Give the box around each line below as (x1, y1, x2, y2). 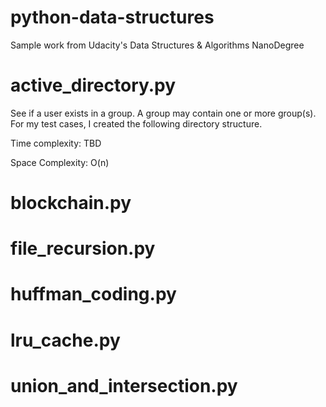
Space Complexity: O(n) (10, 156, 110, 168)
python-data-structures (10, 6, 215, 29)
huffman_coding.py (10, 283, 177, 306)
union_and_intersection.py (10, 374, 238, 397)
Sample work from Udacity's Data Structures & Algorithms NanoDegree (10, 39, 305, 51)
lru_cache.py (10, 329, 121, 351)
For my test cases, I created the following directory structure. (10, 117, 263, 130)
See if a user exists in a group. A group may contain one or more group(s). (10, 107, 317, 119)
